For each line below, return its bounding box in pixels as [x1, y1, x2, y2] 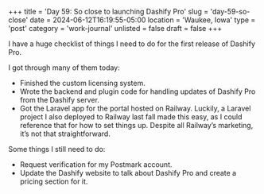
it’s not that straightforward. [19, 129, 111, 138]
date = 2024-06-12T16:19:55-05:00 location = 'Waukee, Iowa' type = [29, 15, 256, 25]
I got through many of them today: [8, 63, 121, 72]
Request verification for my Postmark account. [19, 160, 173, 169]
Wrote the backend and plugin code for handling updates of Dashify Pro [19, 87, 256, 96]
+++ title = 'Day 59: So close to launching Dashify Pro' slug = [8, 7, 209, 16]
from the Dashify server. [19, 95, 99, 104]
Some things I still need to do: [8, 145, 106, 153]
